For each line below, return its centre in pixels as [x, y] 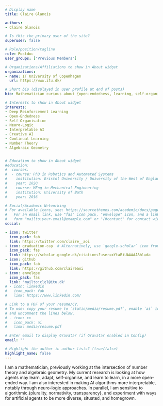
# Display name [20, 9]
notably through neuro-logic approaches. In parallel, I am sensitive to [74, 388]
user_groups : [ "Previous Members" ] [41, 58]
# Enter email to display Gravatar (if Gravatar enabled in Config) [76, 336]
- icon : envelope [23, 273]
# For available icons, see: [34, 210]
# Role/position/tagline [30, 49]
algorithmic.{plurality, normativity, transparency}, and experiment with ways [81, 393]
